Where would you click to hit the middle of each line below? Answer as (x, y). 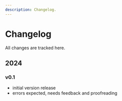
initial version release (34, 88)
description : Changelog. (31, 10)
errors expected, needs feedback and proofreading (65, 93)
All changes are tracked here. (35, 48)
